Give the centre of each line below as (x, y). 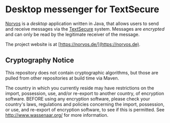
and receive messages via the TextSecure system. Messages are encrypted (85, 29)
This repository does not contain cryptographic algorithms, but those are (82, 72)
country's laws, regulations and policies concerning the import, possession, (85, 104)
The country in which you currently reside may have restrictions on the (80, 88)
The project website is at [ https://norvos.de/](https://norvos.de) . (73, 44)
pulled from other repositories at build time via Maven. (62, 78)
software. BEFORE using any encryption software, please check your (78, 99)
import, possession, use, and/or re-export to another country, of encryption (85, 93)
